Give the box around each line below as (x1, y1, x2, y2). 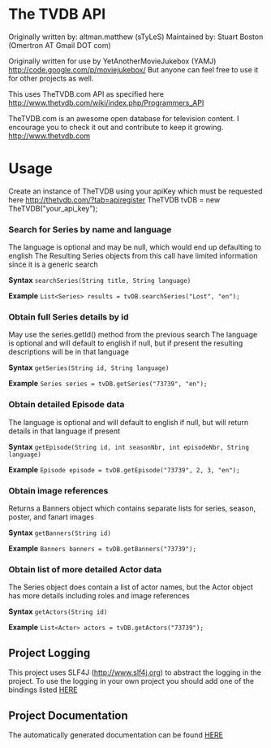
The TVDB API (8, 5, 106, 24)
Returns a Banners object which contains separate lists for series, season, (8, 503, 256, 513)
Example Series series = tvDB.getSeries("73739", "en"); (8, 379, 208, 389)
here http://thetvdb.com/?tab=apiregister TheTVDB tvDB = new (8, 194, 221, 204)
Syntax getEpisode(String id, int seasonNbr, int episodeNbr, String (8, 441, 250, 451)
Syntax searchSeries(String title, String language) (8, 276, 191, 285)
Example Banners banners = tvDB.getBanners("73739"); (8, 544, 197, 554)
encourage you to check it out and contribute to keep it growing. (8, 122, 224, 132)
